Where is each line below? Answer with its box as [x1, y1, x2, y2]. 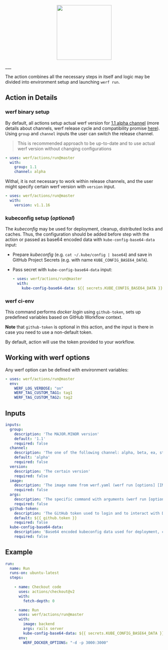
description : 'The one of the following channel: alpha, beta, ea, [14, 450, 157, 456]
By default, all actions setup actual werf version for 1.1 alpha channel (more [5, 120, 159, 126]
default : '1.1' [14, 436, 46, 441]
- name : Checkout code [14, 584, 61, 590]
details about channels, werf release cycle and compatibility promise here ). [5, 125, 160, 131]
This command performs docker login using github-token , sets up [5, 309, 141, 315]
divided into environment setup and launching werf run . [5, 79, 120, 85]
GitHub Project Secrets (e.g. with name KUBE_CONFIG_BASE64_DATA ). [12, 257, 148, 263]
